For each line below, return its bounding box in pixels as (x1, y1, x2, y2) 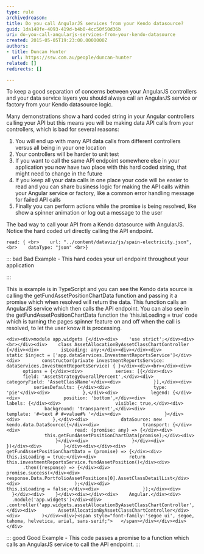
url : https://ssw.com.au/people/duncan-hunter (12, 54, 132, 61)
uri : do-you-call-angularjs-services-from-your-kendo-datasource (6, 32, 175, 38)
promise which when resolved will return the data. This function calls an (6, 298, 187, 306)
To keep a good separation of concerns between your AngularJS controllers (6, 88, 197, 95)
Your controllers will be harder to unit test (15, 150, 119, 158)
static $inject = (6, 352, 51, 358)
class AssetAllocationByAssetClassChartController (58, 342, 189, 348)
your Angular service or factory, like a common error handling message (15, 190, 195, 197)
